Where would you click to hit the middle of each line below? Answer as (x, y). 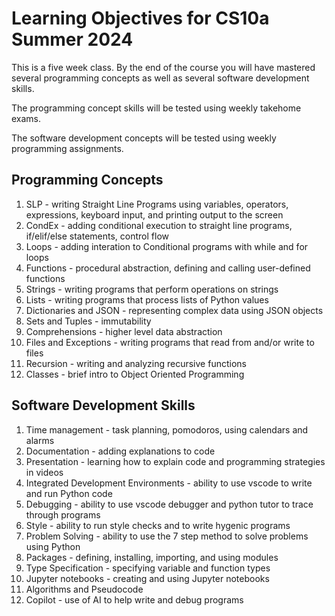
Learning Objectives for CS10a (140, 18)
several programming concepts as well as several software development (160, 78)
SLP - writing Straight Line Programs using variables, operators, (157, 204)
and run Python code (69, 493)
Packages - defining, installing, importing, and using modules (152, 557)
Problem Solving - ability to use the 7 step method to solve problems (167, 536)
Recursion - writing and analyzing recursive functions (136, 363)
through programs (63, 514)
